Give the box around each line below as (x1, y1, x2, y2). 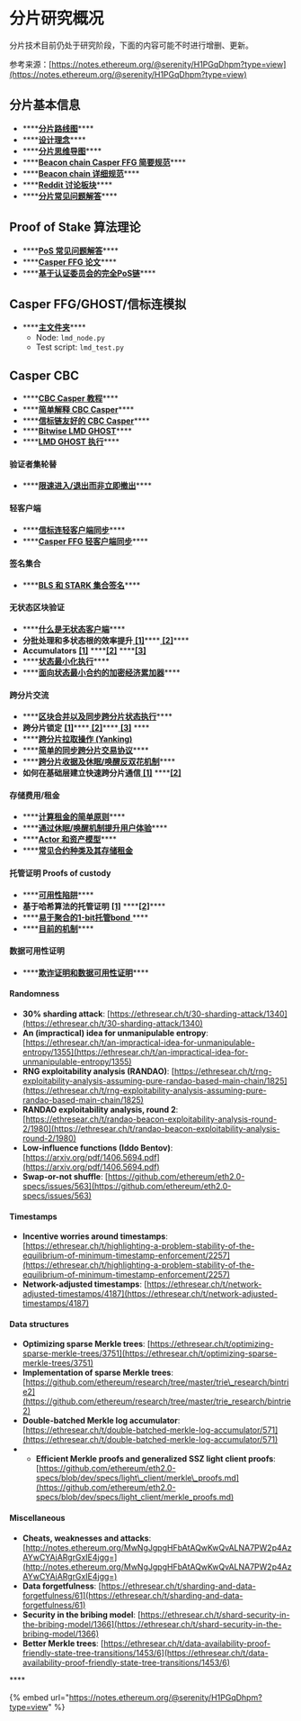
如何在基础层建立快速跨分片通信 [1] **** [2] (22, 768, 181, 779)
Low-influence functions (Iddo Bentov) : (22, 1143, 173, 1153)
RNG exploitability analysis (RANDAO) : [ (22, 1066, 175, 1077)
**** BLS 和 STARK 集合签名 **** (22, 579, 141, 590)
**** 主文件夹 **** (22, 322, 86, 333)
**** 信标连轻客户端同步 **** (22, 524, 126, 535)
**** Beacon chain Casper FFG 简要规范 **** (22, 157, 187, 168)
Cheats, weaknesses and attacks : (22, 1533, 152, 1543)
